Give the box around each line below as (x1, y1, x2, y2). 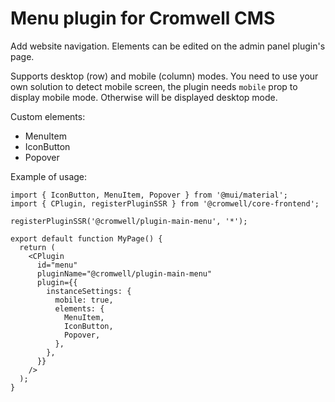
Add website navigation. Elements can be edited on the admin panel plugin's (10, 40, 326, 52)
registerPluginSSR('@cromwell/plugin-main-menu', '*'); (10, 216, 248, 226)
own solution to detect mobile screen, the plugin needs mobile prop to (10, 80, 298, 92)
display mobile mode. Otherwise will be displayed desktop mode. (10, 91, 278, 103)
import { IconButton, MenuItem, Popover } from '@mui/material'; (10, 190, 288, 200)
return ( (19, 242, 56, 252)
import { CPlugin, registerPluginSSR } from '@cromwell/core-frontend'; (10, 198, 320, 209)
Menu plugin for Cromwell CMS (10, 7, 276, 30)
